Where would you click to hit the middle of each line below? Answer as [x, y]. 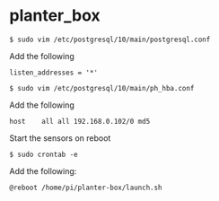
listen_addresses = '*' [54, 73]
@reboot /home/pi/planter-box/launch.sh [86, 188]
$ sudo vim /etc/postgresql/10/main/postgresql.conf [110, 39]
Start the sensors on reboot [60, 138]
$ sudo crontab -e [44, 154]
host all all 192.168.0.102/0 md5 [80, 121]
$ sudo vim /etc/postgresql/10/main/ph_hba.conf [102, 88]
